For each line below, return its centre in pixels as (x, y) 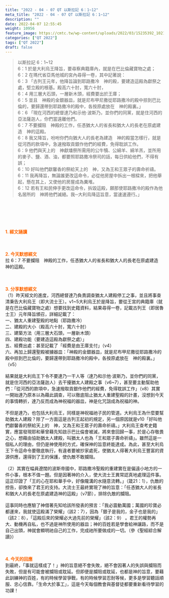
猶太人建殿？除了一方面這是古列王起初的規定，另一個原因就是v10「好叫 (83, 419)
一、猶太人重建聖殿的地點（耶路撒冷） (45, 320)
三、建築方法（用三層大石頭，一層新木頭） (49, 333)
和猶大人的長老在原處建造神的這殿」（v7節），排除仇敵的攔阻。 (69, 493)
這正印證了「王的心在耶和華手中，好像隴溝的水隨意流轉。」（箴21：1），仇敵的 (84, 481)
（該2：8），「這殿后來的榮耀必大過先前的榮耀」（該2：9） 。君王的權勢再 (81, 518)
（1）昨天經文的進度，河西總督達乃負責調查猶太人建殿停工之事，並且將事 (81, 295)
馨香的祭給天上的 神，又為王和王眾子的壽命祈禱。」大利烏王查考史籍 (86, 425)
